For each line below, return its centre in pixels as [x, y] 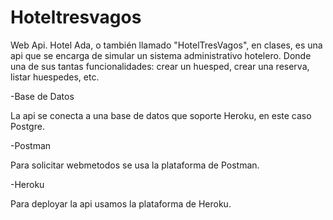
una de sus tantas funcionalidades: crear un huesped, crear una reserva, [160, 66]
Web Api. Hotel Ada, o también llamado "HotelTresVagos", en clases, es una [166, 45]
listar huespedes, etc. [55, 77]
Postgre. [27, 126]
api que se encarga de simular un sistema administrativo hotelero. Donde [161, 55]
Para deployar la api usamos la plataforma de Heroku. [121, 203]
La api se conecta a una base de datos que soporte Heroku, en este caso [161, 115]
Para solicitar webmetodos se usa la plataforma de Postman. [135, 165]
